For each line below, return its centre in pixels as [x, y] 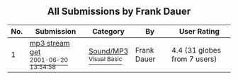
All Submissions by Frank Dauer [119, 12]
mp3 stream [50, 43]
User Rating [199, 31]
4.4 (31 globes [196, 50]
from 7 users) [194, 59]
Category [108, 31]
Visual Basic [105, 59]
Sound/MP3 [108, 51]
